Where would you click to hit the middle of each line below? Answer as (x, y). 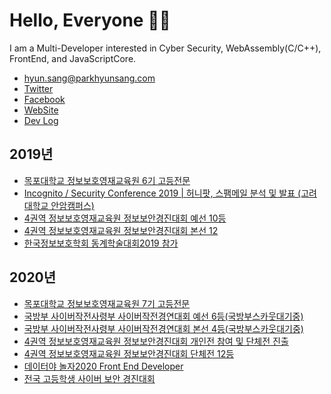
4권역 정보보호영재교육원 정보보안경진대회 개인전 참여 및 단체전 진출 (156, 341)
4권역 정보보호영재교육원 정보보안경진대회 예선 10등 (125, 218)
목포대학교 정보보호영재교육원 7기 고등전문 (107, 303)
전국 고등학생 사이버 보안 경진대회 (89, 378)
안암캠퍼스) (72, 205)
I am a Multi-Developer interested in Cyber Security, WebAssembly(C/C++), (165, 48)
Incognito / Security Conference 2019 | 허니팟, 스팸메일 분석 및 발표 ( (162, 193)
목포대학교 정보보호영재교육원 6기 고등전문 (107, 180)
